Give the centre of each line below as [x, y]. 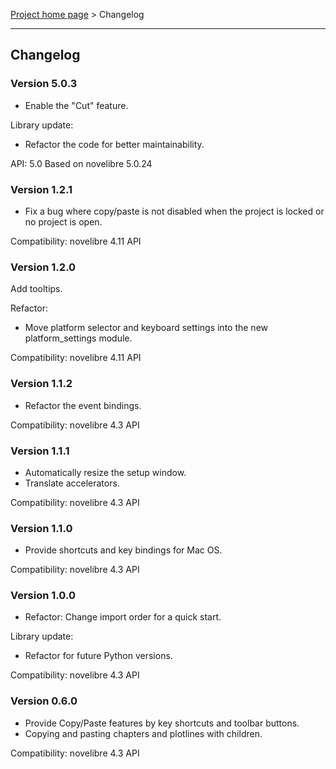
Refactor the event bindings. [83, 405]
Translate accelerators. [72, 483]
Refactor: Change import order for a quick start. [123, 617]
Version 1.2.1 [41, 189]
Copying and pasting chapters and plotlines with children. [143, 733]
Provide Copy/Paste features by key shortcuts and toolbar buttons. [162, 723]
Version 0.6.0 [44, 701]
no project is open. [63, 221]
